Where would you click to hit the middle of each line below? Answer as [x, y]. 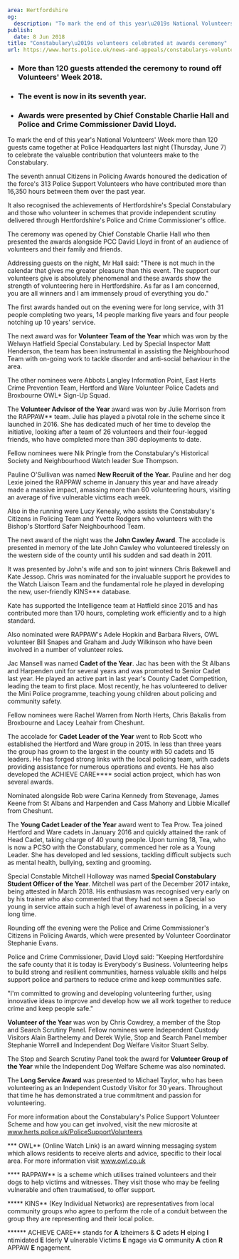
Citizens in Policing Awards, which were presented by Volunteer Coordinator [119, 936]
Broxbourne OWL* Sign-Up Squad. [59, 395]
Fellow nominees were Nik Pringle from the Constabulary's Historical [108, 453]
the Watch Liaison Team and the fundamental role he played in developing [116, 584]
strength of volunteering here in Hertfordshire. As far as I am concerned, [113, 286]
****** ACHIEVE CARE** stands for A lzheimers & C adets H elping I [108, 1233]
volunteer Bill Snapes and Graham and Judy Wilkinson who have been [110, 642]
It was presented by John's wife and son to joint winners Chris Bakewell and [119, 569]
